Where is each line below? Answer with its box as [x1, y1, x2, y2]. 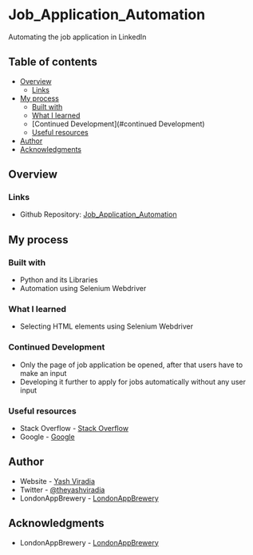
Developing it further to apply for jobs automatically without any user [19, 377, 246, 386]
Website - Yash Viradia [19, 476, 96, 485]
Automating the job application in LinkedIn [8, 32, 147, 42]
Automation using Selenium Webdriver [19, 284, 147, 293]
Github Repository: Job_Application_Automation [19, 210, 177, 219]
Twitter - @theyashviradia [19, 485, 105, 494]
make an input [19, 368, 67, 377]
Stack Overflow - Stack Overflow [19, 424, 129, 433]
